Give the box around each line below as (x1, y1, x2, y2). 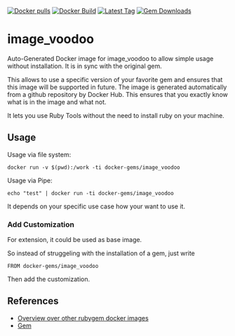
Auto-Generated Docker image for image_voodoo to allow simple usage (7, 54, 214, 62)
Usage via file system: (7, 150, 72, 159)
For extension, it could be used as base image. (7, 236, 142, 244)
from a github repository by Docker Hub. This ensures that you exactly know (7, 90, 228, 98)
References (7, 295, 59, 307)
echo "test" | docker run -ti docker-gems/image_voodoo (7, 189, 174, 196)
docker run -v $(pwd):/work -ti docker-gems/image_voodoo (7, 163, 180, 171)
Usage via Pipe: (7, 176, 53, 184)
